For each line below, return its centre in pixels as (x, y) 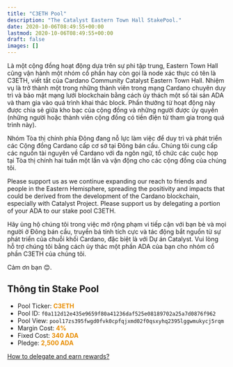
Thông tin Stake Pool (53, 289)
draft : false (26, 40)
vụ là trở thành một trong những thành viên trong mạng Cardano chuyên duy (116, 88)
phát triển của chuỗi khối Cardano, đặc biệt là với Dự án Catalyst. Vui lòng (113, 239)
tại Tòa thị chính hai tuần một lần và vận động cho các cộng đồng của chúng (117, 160)
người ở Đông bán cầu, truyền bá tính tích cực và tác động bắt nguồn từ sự (114, 231)
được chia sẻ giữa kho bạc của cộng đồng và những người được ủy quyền (113, 110)
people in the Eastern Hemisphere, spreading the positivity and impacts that (116, 189)
